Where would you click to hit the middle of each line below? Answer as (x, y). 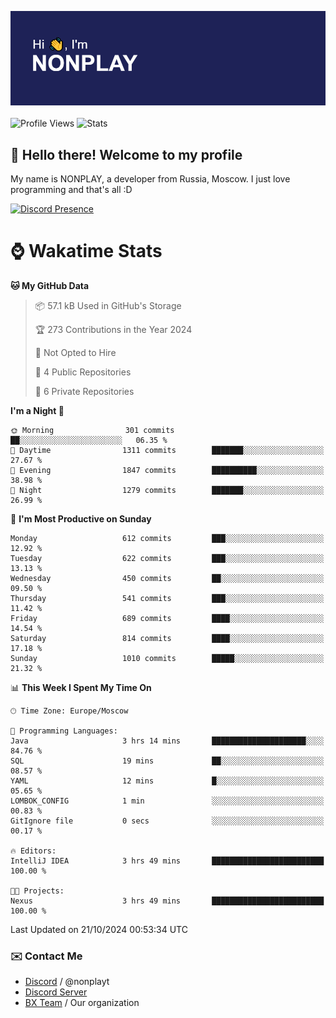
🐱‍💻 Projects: (37, 891)
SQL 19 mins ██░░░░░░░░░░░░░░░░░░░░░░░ (167, 761)
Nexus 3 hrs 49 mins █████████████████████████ (167, 901)
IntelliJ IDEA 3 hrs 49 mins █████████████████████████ (167, 861)
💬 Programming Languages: (64, 731)
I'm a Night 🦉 (37, 410)
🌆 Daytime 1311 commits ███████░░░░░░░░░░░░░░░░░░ (167, 450)
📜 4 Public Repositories (83, 372)
